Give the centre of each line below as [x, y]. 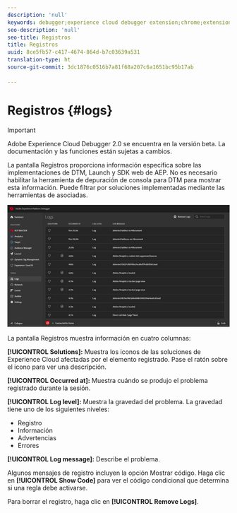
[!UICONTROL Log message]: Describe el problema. [84, 459]
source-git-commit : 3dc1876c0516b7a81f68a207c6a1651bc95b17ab [101, 67]
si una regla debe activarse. [48, 488]
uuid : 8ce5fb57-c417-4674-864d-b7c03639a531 [74, 52]
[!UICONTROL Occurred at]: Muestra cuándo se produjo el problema [108, 380]
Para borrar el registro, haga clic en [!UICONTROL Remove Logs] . [103, 501]
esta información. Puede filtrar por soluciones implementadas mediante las [116, 187]
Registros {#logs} [60, 110]
